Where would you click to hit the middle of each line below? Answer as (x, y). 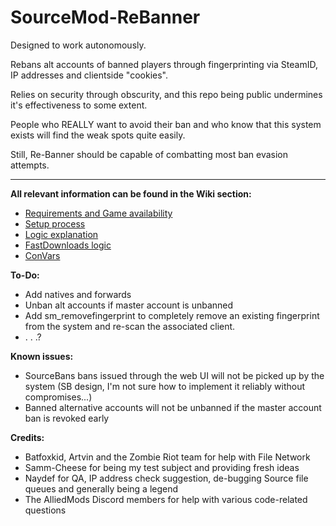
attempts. (30, 165)
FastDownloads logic (68, 245)
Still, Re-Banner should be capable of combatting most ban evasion (149, 154)
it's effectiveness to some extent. (79, 105)
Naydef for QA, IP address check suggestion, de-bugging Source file (166, 478)
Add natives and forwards (78, 294)
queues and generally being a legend (101, 488)
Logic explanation (61, 234)
